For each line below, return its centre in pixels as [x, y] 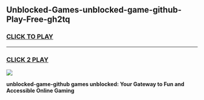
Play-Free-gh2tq [38, 20]
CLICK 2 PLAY [27, 59]
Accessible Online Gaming [40, 90]
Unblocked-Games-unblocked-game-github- [94, 10]
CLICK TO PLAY [30, 37]
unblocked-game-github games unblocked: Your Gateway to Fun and [95, 84]
